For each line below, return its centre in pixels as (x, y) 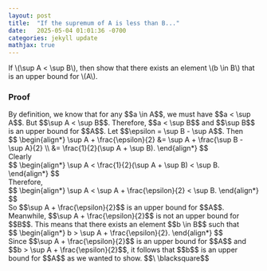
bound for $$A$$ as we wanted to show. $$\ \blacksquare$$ (109, 258)
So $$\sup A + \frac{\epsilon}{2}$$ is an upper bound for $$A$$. (116, 207)
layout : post (30, 16)
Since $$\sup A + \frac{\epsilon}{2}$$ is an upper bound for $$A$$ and (128, 242)
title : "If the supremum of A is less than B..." (94, 23)
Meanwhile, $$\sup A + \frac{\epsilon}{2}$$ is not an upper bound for (124, 216)
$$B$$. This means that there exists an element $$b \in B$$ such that (124, 225)
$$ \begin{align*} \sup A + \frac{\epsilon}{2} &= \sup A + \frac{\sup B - (126, 139)
